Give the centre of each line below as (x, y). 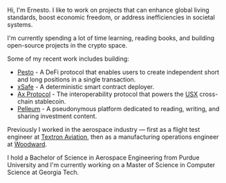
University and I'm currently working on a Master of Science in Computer (111, 165)
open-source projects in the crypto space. (67, 45)
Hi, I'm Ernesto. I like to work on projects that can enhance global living (108, 10)
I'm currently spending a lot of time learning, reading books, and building (111, 38)
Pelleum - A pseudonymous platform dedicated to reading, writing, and (118, 109)
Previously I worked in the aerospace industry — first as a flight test (104, 129)
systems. (20, 25)
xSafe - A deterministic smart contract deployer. (85, 87)
